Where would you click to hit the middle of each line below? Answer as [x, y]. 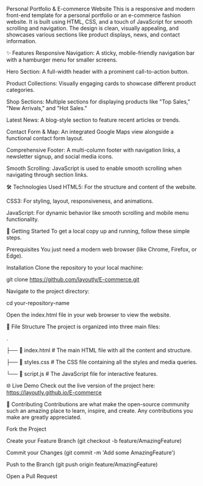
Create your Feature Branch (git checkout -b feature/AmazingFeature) [94, 441]
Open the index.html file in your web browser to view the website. [89, 315]
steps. [14, 238]
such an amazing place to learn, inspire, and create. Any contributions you [100, 411]
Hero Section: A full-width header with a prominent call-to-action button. [98, 72]
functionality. [23, 219]
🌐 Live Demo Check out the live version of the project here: [81, 386]
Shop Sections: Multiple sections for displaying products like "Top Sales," [98, 102]
